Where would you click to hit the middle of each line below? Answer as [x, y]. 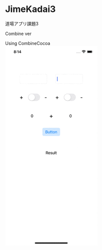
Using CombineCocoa [28, 43]
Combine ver [18, 33]
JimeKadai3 [31, 9]
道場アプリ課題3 [22, 23]
